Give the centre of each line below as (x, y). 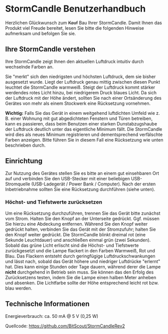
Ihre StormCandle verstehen (50, 49)
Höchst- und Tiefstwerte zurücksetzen (54, 202)
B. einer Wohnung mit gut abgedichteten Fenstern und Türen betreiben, (79, 118)
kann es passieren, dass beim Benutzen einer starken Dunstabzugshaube (81, 123)
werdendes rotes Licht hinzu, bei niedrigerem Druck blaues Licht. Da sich (81, 92)
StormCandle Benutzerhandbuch (75, 9)
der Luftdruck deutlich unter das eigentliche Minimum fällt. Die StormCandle (84, 129)
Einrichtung (24, 161)
